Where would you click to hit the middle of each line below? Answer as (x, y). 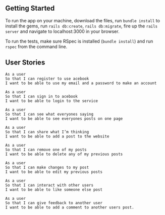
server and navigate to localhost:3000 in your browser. (62, 31)
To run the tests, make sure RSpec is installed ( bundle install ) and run (79, 41)
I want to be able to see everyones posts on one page (64, 119)
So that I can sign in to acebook (42, 96)
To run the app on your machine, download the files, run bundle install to (83, 20)
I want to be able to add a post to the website (57, 136)
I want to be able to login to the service (52, 101)
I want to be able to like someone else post (54, 190)
